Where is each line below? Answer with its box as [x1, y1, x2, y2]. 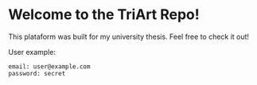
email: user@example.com [8, 62, 91, 71]
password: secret [8, 69, 66, 77]
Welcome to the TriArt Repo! [8, 6, 201, 24]
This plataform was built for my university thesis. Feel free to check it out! [8, 32, 249, 41]
